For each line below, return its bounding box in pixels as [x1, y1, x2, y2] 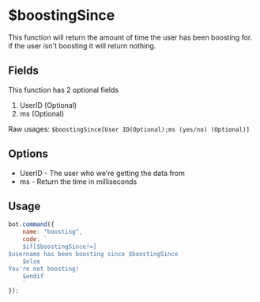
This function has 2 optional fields [8, 85, 119, 94]
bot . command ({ [8, 220, 55, 228]
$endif [22, 272, 44, 280]
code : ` [22, 235, 47, 243]
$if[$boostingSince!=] [22, 243, 97, 250]
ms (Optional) [19, 109, 65, 118]
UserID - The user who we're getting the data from [19, 168, 186, 178]
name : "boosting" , [22, 228, 83, 236]
